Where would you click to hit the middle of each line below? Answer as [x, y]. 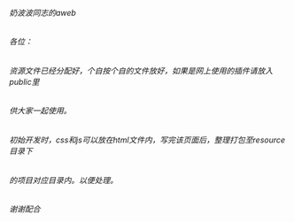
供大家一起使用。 [40, 111]
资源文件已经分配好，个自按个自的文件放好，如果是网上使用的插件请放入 [141, 71]
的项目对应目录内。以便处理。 [63, 180]
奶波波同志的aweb [43, 12]
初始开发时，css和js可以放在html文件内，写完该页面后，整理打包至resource [147, 140]
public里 [24, 81]
